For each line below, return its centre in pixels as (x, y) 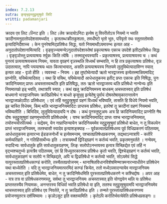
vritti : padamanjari (27, 19)
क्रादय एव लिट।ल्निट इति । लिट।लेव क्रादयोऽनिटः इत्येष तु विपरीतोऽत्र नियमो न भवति (72, 33)
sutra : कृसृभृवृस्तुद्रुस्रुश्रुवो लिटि (29, 14)
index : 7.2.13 (20, 10)
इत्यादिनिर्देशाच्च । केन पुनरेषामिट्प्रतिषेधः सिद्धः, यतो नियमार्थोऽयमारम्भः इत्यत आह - (69, 44)
